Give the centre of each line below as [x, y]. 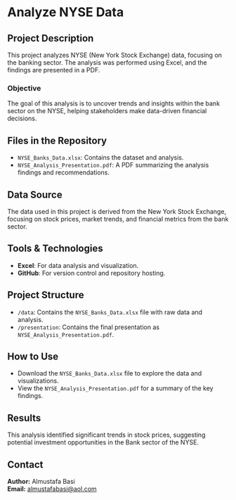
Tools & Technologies [55, 249]
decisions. [22, 118]
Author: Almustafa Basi [41, 481]
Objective [24, 88]
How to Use [33, 356]
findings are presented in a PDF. [54, 70]
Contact [25, 464]
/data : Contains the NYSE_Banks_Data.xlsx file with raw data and [110, 312]
